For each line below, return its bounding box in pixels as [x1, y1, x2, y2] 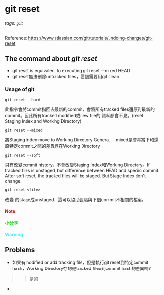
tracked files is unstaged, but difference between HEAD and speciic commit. [5, 167, 160, 173]
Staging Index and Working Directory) [5, 118, 82, 124]
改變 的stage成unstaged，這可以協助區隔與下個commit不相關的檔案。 [5, 196, 146, 202]
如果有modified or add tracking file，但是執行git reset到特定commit [12, 259, 149, 266]
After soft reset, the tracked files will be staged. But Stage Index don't [5, 173, 146, 179]
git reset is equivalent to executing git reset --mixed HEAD [12, 68, 130, 74]
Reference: [5, 35, 27, 41]
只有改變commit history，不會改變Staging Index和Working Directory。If [5, 162, 150, 168]
